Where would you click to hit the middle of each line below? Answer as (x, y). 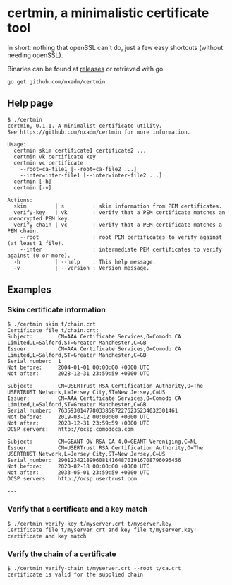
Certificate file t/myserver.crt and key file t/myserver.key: (102, 530)
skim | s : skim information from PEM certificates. (118, 206)
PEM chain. (23, 231)
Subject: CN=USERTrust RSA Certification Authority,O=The (105, 386)
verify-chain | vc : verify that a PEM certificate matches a (118, 225)
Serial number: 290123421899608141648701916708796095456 (94, 461)
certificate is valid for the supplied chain (75, 575)
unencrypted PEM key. (39, 218)
